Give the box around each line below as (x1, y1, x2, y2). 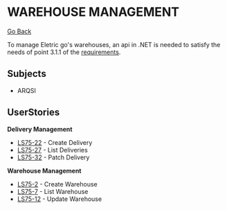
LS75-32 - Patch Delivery (17, 153, 90, 161)
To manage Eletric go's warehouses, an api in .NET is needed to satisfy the (7, 40, 221, 49)
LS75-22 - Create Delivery (17, 138, 93, 146)
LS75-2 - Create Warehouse (17, 180, 98, 188)
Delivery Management (7, 125, 73, 133)
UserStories (7, 107, 60, 119)
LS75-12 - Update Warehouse (17, 195, 102, 203)
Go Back (7, 27, 32, 35)
